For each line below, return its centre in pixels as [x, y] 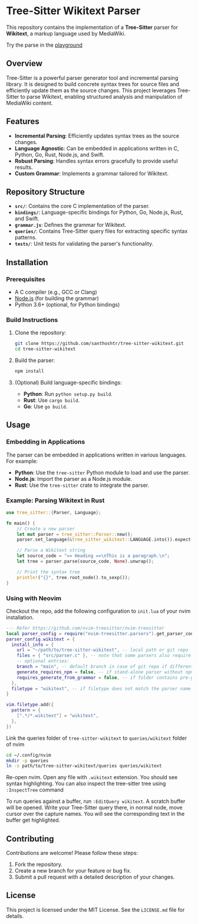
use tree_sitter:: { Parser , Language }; [54, 512]
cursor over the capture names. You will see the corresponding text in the [95, 814]
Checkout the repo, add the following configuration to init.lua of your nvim [98, 611]
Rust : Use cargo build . [52, 400]
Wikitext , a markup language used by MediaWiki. [66, 33]
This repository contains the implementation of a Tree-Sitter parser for [92, 27]
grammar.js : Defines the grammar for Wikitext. [70, 225]
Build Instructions [32, 320]
